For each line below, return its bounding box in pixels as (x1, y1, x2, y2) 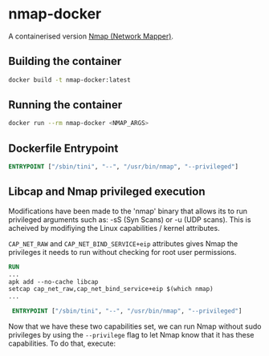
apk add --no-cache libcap (8, 277, 99, 285)
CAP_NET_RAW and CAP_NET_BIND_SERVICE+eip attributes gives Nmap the (8, 238, 238, 249)
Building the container (8, 55, 122, 68)
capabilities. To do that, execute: (8, 338, 116, 349)
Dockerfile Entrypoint (8, 141, 119, 155)
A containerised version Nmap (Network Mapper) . (8, 31, 174, 41)
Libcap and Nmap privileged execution (8, 185, 206, 199)
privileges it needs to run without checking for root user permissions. (8, 247, 237, 257)
